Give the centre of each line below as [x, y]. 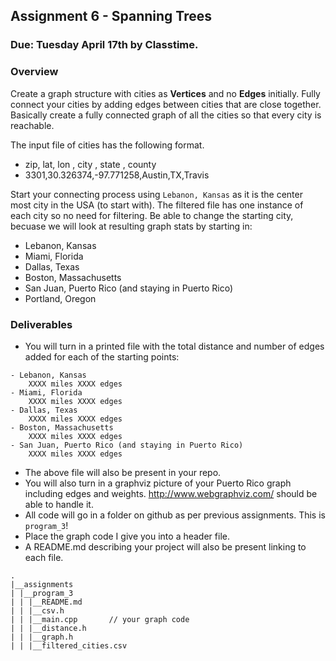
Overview [34, 72]
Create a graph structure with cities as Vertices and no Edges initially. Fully [165, 93]
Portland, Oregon [60, 298]
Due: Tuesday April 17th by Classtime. [104, 45]
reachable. [32, 125]
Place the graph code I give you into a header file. [127, 536]
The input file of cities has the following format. [107, 145]
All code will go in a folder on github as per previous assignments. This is [175, 515]
